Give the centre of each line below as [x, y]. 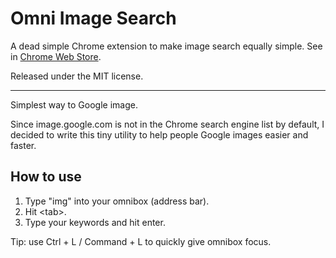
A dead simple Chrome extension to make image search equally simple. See [166, 46]
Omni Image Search [93, 18]
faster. [23, 145]
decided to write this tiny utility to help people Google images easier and [159, 134]
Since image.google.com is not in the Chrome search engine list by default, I [167, 124]
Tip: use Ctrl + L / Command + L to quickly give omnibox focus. [141, 241]
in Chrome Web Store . [56, 56]
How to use [46, 177]
